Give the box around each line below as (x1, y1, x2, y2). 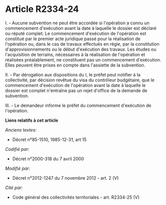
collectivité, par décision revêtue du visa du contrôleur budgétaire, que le (5, 77, 155, 83)
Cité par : (5, 185, 23, 191)
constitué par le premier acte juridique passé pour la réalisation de (5, 36, 141, 42)
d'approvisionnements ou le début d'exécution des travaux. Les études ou (5, 46, 157, 52)
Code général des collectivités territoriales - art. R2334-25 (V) (12, 194, 140, 200)
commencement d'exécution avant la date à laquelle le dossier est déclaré (5, 25, 157, 31)
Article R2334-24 (5, 3, 79, 15)
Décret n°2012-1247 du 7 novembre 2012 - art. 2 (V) (12, 175, 119, 181)
